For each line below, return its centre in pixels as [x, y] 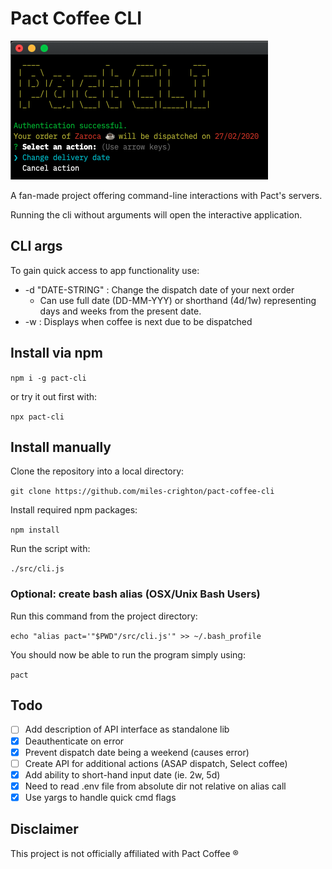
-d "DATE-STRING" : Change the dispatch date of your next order [159, 289]
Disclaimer [44, 829]
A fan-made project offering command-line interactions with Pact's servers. [166, 195]
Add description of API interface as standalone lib [127, 729]
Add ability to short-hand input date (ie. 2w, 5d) [122, 774]
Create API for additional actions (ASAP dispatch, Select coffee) [156, 763]
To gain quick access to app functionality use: [105, 270]
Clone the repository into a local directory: [97, 471]
